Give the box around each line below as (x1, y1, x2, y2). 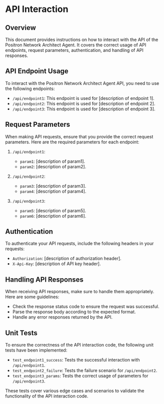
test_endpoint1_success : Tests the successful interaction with (12, 357, 140, 363)
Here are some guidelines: (5, 294, 59, 300)
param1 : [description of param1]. (19, 158, 85, 164)
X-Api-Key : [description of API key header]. (12, 261, 101, 267)
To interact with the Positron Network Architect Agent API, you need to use (5, 80, 159, 86)
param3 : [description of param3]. (19, 183, 86, 189)
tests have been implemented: (5, 347, 67, 353)
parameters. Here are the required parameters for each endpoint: (5, 139, 139, 145)
